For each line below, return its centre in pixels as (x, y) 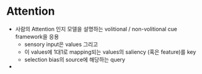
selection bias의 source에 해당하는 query (75, 59)
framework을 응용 (37, 36)
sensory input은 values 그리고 (61, 44)
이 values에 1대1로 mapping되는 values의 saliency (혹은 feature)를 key (110, 52)
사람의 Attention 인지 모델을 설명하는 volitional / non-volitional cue (96, 29)
